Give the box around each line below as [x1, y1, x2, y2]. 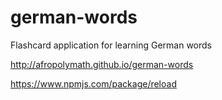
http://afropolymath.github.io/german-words [10, 58, 194, 70]
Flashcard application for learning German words [10, 39, 212, 51]
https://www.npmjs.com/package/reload [10, 77, 177, 90]
